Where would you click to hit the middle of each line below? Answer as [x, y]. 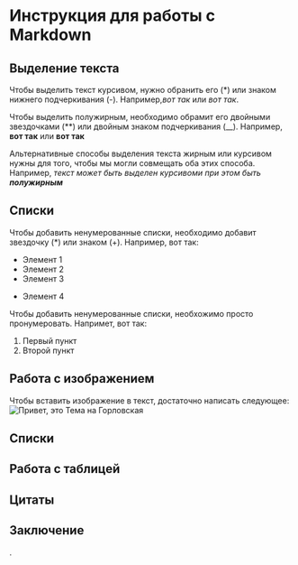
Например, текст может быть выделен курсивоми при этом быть [135, 173]
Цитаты [32, 500]
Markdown [50, 35]
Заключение [47, 530]
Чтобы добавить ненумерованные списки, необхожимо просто [131, 313]
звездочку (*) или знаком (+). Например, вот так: [104, 242]
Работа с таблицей [65, 469]
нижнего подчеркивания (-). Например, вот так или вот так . [124, 99]
